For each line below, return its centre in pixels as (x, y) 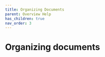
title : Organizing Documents (35, 9)
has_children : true (25, 19)
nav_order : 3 (18, 23)
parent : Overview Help (28, 14)
